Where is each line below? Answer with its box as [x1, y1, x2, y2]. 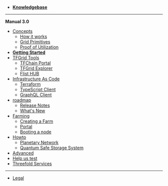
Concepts [12, 28, 33, 34]
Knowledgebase [12, 4, 47, 10]
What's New [19, 108, 45, 114]
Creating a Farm [19, 118, 53, 124]
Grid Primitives [19, 39, 50, 44]
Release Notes [19, 102, 50, 108]
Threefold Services [12, 161, 52, 167]
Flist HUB [19, 71, 39, 76]
